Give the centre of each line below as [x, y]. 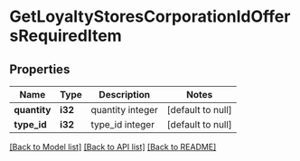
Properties [40, 69]
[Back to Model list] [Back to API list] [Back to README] [113, 147]
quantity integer [124, 110]
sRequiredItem [66, 36]
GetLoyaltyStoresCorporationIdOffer [150, 17]
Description [125, 95]
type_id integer [123, 124]
